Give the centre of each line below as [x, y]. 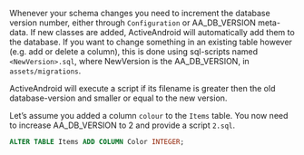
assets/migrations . [45, 71]
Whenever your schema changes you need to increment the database [140, 13]
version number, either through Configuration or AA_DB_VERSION [133, 23]
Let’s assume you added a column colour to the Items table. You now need [149, 116]
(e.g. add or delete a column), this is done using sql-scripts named [134, 52]
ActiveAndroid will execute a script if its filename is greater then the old [142, 88]
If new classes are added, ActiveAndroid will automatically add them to [162, 32]
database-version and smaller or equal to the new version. [118, 98]
